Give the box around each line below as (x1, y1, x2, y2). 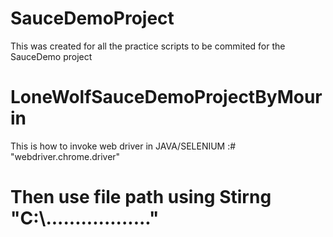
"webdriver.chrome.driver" (10, 150, 121, 162)
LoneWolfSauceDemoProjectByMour (10, 86, 323, 109)
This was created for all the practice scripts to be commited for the (10, 40, 286, 52)
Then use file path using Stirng (10, 186, 272, 209)
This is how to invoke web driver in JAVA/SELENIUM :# (10, 140, 237, 152)
